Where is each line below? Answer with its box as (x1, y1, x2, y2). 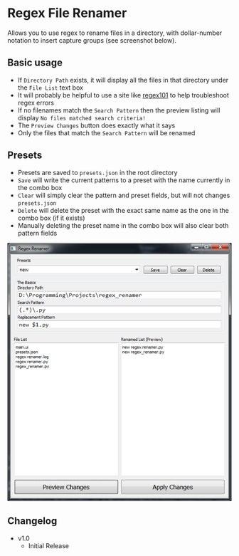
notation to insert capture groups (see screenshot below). (7, 36, 176, 44)
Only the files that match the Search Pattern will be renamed (17, 128, 196, 137)
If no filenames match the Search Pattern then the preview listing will (17, 105, 221, 115)
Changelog (7, 515, 58, 528)
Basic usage (7, 57, 63, 69)
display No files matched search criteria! (17, 113, 146, 122)
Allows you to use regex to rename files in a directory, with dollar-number (7, 28, 223, 37)
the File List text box (17, 83, 84, 92)
